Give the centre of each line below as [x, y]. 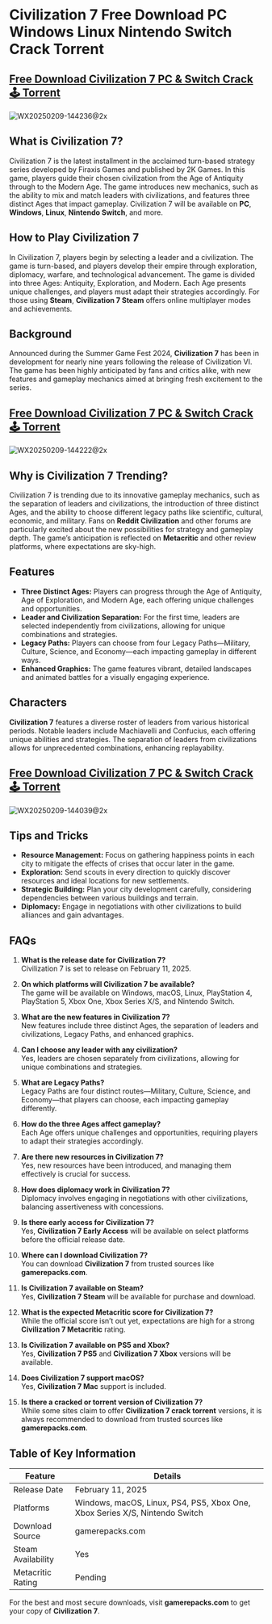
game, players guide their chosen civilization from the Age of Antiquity [126, 178]
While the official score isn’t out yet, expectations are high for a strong [138, 1321]
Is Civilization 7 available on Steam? [82, 1288]
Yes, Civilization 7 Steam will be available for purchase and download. [138, 1297]
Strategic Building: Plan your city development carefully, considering [136, 889]
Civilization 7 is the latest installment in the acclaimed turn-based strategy [132, 161]
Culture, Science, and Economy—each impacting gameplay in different [138, 651]
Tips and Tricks [49, 835]
